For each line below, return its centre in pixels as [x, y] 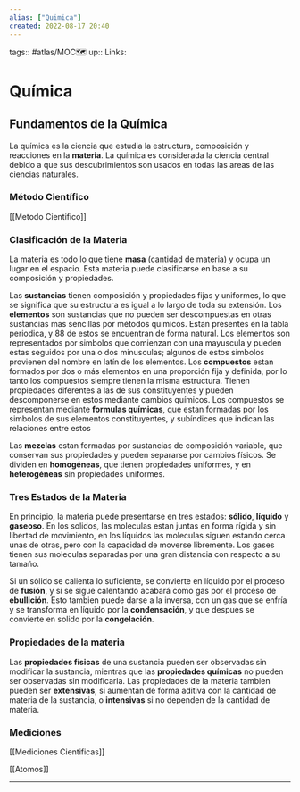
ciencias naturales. [44, 174]
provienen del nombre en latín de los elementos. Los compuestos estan [142, 362]
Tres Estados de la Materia [68, 497]
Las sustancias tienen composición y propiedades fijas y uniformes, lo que [148, 296]
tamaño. [25, 564]
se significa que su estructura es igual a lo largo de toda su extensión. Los [146, 305]
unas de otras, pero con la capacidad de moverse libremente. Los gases [142, 545]
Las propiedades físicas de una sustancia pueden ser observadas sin [138, 662]
